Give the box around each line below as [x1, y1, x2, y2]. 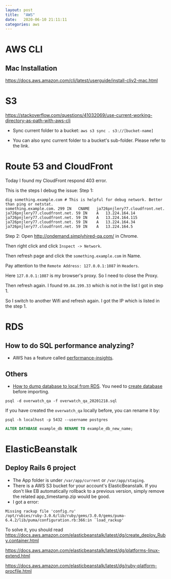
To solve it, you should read [5, 526, 64, 533]
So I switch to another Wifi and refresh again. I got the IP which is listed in [5, 298, 160, 304]
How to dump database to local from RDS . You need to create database [12, 383, 163, 389]
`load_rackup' [94, 517, 124, 523]
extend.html [5, 552, 31, 559]
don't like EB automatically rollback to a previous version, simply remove [12, 488, 164, 494]
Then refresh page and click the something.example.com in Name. [5, 253, 141, 259]
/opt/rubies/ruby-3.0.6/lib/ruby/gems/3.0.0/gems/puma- [5, 513, 126, 518]
